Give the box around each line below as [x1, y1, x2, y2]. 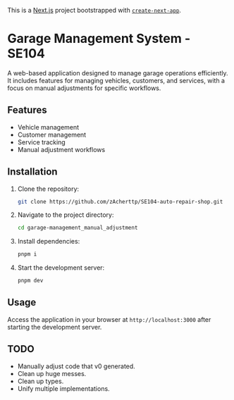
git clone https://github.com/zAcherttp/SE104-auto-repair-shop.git [17, 198, 223, 205]
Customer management [17, 130, 87, 139]
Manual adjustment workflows [17, 145, 106, 154]
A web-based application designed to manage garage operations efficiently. [7, 68, 228, 77]
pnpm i [17, 251, 37, 258]
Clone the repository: [17, 185, 80, 193]
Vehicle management [17, 123, 80, 131]
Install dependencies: [17, 237, 80, 246]
